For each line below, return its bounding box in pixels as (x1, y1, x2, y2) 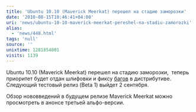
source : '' (6, 42, 33, 48)
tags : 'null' (6, 36, 38, 42)
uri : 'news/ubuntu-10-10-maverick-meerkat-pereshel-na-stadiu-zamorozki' (6, 19, 192, 25)
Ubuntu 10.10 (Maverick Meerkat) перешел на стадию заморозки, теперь (6, 68, 189, 75)
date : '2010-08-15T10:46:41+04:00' (6, 14, 94, 20)
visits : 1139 (6, 52, 38, 58)
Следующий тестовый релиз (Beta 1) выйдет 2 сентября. (6, 81, 149, 88)
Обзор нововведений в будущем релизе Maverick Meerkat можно (6, 93, 173, 100)
